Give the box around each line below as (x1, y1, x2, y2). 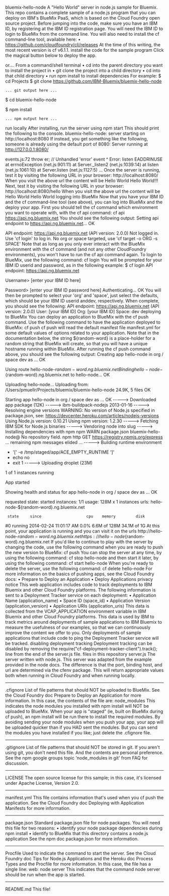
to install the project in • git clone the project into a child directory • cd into (5, 67, 161, 73)
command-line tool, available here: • (5, 36, 81, 42)
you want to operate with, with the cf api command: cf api (5, 210, 125, 215)
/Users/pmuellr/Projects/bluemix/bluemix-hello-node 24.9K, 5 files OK (5, 387, 151, 393)
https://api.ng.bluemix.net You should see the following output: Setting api (5, 215, 159, 221)
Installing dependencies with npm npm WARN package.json (5, 429, 129, 434)
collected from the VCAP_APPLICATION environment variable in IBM (5, 609, 146, 614)
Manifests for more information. (5, 805, 71, 811)
